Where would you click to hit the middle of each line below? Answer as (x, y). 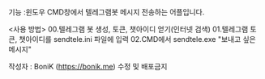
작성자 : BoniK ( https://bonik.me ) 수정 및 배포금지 (88, 67)
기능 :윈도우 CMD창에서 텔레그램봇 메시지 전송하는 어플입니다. (107, 12)
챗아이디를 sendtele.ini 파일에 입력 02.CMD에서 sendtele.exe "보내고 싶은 (138, 39)
